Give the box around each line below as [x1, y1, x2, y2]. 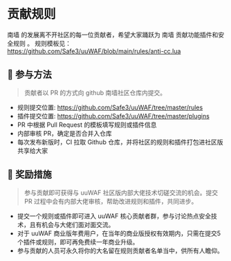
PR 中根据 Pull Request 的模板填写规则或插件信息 [17, 120, 157, 129]
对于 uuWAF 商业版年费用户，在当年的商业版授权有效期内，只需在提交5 [17, 229, 221, 237]
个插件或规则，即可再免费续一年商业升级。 [17, 237, 139, 246]
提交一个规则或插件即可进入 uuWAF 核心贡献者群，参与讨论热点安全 [17, 212, 212, 220]
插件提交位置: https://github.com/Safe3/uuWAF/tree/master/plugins [17, 111, 210, 120]
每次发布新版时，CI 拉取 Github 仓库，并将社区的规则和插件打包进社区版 [17, 138, 223, 146]
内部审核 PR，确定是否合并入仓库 [17, 129, 112, 137]
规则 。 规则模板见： [12, 39, 71, 47]
